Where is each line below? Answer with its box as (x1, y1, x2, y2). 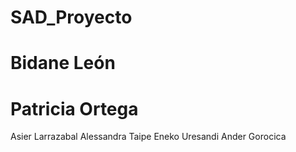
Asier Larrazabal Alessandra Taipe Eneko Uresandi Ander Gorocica (10, 131, 287, 143)
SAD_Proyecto (10, 6, 133, 29)
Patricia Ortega (10, 97, 139, 120)
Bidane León (10, 52, 116, 75)
